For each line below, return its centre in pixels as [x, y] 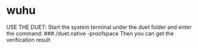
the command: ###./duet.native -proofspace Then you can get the [90, 33]
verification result [28, 40]
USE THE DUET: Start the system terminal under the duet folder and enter [99, 27]
